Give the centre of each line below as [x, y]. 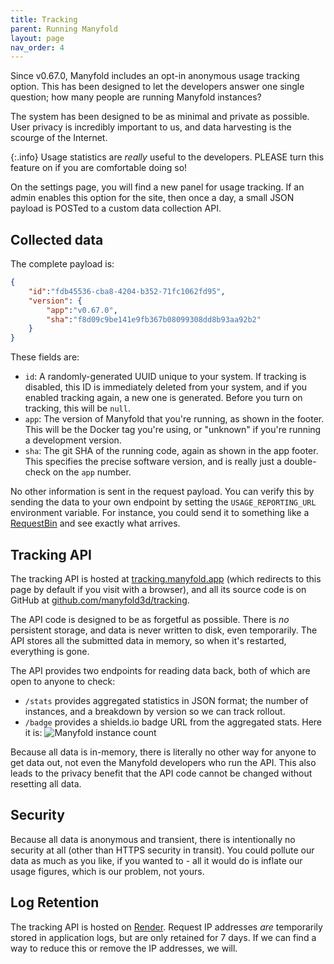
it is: [33, 732]
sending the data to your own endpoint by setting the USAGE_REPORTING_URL [163, 502]
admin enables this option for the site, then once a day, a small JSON [152, 198]
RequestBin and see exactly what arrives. [95, 523]
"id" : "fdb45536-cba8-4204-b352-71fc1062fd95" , [127, 291]
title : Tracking [44, 19]
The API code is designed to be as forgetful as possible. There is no [150, 619]
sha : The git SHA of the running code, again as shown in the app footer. [171, 451]
